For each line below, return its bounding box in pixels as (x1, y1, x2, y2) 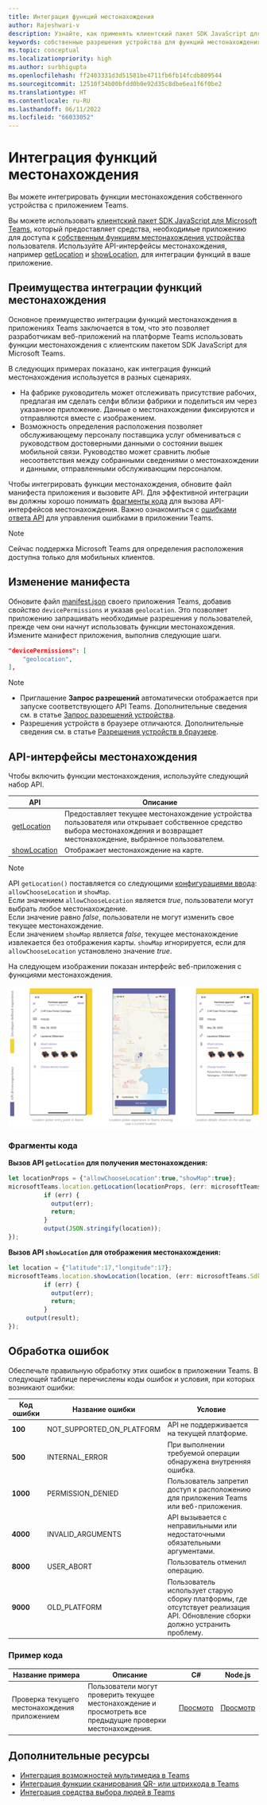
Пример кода (8, 1650, 64, 1661)
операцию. (167, 1566, 204, 1575)
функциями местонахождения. (8, 970, 113, 979)
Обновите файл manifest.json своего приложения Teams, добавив (8, 597, 232, 606)
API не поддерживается (167, 1420, 249, 1430)
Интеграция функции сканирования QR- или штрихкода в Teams (19, 1779, 240, 1788)
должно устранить (167, 1619, 230, 1628)
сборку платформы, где (167, 1593, 248, 1603)
